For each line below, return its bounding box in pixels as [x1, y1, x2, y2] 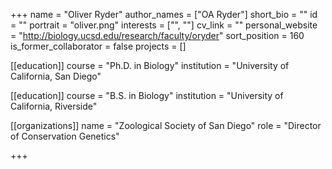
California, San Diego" [10, 70, 102, 82]
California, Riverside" [10, 100, 98, 112]
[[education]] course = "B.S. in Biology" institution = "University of [10, 90, 284, 101]
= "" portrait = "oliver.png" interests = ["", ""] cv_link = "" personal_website [10, 19, 318, 31]
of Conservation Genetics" [10, 130, 120, 142]
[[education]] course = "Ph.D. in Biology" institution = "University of [10, 60, 290, 71]
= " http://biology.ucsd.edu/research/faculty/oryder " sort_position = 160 [10, 30, 305, 41]
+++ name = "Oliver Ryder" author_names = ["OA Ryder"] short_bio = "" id [10, 9, 318, 20]
